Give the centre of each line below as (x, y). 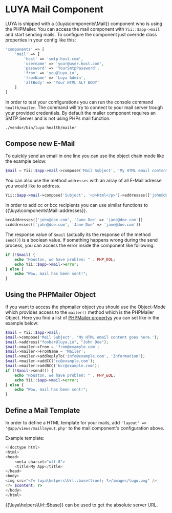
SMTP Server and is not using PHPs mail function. (58, 118)
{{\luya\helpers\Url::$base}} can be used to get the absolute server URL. (82, 505)
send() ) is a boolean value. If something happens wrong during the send (81, 240)
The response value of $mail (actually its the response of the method (78, 234)
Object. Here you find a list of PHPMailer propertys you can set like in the (82, 317)
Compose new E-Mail (40, 144)
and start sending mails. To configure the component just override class (81, 34)
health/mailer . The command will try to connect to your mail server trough (84, 107)
